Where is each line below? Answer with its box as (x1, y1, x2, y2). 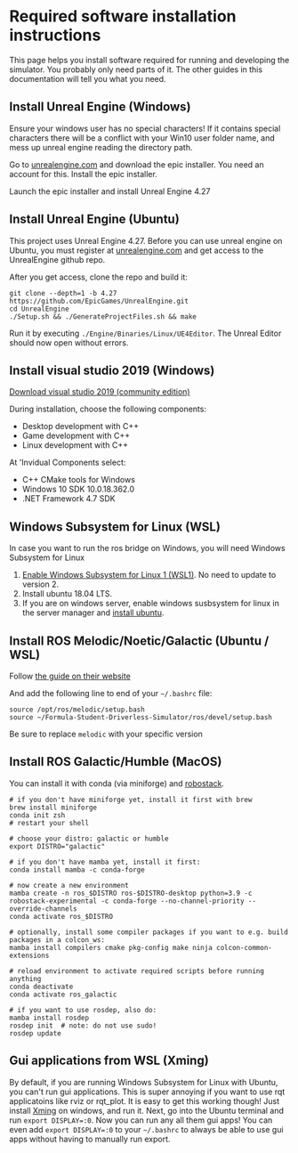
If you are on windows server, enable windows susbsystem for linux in (21, 598, 280, 609)
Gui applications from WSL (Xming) (9, 1053, 209, 1068)
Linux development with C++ (21, 440, 129, 451)
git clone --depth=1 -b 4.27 (9, 288, 117, 297)
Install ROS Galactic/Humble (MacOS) (9, 754, 222, 769)
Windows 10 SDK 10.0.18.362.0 (21, 483, 135, 495)
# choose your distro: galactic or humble (9, 834, 169, 843)
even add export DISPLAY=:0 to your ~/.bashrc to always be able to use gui (9, 1124, 284, 1134)
